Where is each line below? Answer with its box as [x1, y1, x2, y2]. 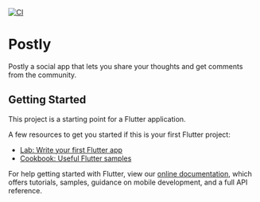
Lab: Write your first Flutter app [19, 145, 123, 154]
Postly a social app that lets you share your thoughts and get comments [8, 61, 243, 71]
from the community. [8, 70, 77, 80]
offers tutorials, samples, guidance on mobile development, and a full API [8, 177, 248, 187]
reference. [8, 185, 42, 195]
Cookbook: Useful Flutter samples [19, 153, 132, 163]
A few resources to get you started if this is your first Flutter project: [8, 130, 231, 139]
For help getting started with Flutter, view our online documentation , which [8, 169, 253, 178]
